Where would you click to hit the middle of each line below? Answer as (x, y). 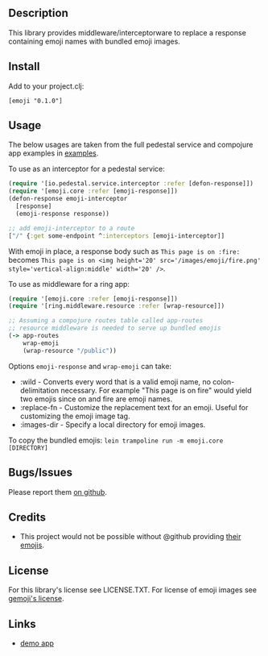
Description (38, 13)
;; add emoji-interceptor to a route (72, 228)
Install (24, 66)
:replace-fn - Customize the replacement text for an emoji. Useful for (134, 407)
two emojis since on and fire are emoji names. (96, 399)
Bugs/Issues (40, 473)
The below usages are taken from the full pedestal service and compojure (131, 145)
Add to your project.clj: (46, 86)
